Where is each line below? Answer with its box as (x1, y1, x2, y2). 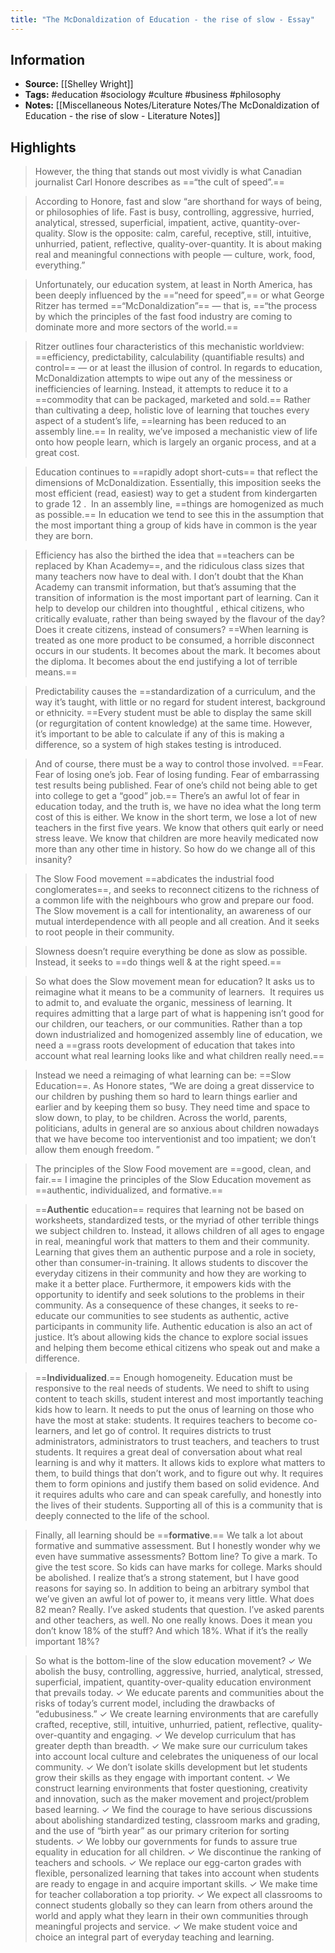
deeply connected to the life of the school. (34, 1510, 210, 1522)
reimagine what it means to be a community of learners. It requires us (34, 986, 325, 998)
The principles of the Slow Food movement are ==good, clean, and (34, 1163, 312, 1175)
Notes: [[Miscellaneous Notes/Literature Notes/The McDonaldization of (24, 99, 320, 111)
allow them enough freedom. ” (34, 1144, 161, 1156)
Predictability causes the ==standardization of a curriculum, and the (34, 686, 316, 698)
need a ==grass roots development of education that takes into (34, 1039, 296, 1051)
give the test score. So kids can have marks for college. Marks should (34, 1561, 323, 1573)
